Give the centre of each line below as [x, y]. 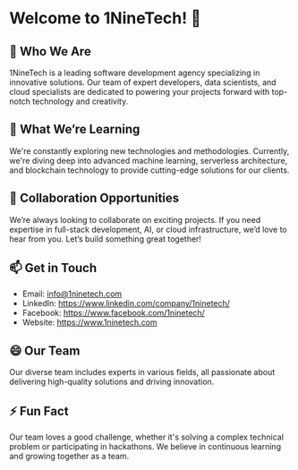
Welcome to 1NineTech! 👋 [105, 18]
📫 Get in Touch [53, 268]
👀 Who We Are [50, 51]
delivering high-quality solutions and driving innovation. [112, 382]
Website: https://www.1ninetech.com [90, 322]
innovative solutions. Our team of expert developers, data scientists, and [143, 82]
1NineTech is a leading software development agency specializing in [135, 73]
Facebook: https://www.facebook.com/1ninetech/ [114, 313]
